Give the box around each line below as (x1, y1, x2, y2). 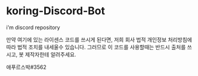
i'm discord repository (6, 24, 61, 31)
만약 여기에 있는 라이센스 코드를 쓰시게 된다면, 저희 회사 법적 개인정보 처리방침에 (6, 36, 193, 43)
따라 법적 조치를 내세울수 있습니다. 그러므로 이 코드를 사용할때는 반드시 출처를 (6, 43, 186, 50)
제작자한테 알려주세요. (24, 50, 76, 58)
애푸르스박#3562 (6, 64, 47, 71)
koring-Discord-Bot (6, 4, 106, 18)
